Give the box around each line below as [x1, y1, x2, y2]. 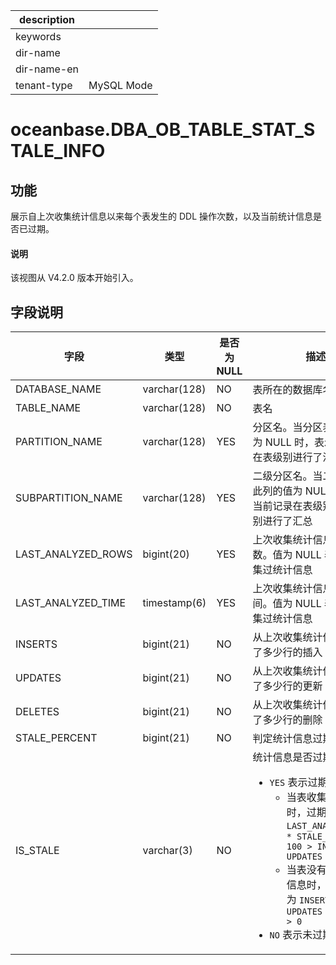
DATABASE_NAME [15, 382, 102, 396]
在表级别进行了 [252, 450, 323, 464]
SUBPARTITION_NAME [15, 491, 123, 505]
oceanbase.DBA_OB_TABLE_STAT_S [10, 119, 316, 141]
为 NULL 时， [252, 435, 315, 449]
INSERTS [15, 637, 58, 651]
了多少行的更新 [252, 679, 323, 693]
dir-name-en [15, 62, 80, 76]
